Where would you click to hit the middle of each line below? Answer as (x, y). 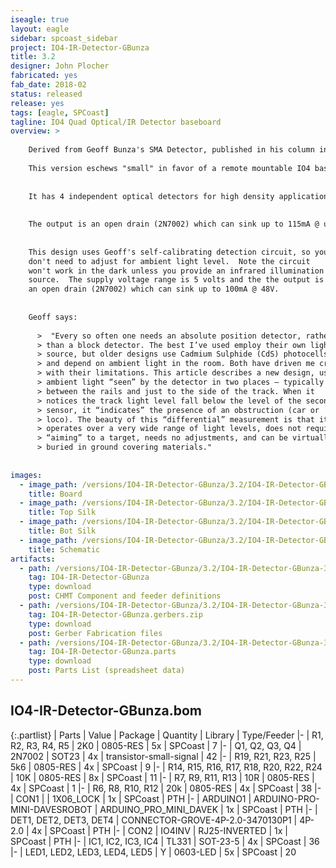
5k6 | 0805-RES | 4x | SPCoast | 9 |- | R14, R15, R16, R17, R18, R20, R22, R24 (166, 767)
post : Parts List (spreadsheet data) (107, 671)
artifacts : (33, 559)
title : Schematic (64, 549)
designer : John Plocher (60, 66)
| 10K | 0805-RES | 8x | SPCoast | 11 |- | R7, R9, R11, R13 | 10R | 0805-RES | (162, 777)
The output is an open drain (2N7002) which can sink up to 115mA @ (174, 224)
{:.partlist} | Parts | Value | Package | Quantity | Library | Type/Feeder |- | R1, (167, 735)
